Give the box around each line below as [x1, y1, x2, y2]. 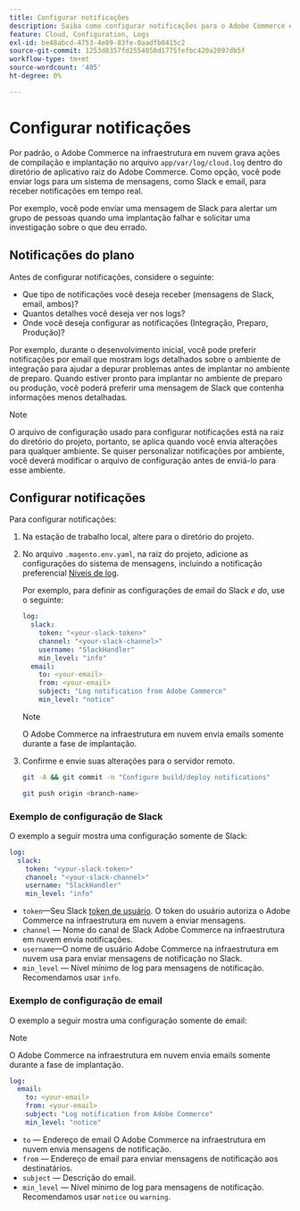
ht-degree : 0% [9, 72, 62, 81]
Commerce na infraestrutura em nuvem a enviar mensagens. [21, 915, 246, 926]
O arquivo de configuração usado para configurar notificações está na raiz [9, 426, 284, 437]
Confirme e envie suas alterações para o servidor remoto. [21, 755, 235, 766]
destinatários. [21, 1163, 73, 1173]
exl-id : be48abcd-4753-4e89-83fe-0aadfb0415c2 [9, 38, 186, 47]
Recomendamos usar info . [21, 972, 121, 983]
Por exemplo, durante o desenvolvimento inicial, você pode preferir [9, 344, 257, 354]
